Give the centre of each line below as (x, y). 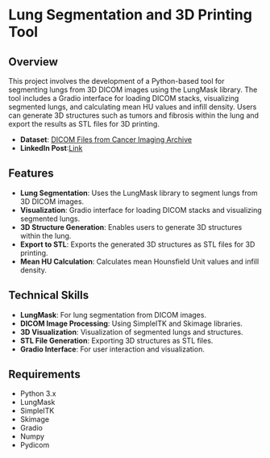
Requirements (44, 375)
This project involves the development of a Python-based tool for (116, 81)
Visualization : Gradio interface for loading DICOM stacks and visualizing (141, 210)
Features (31, 174)
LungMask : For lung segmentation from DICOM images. (113, 314)
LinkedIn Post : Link (51, 148)
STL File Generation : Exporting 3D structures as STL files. (116, 340)
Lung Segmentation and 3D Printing (130, 15)
